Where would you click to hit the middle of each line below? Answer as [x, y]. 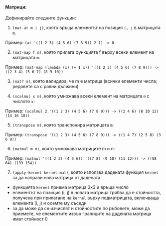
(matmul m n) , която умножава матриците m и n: [64, 149]
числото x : [23, 102]
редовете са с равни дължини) [45, 87]
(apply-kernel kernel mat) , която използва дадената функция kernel [85, 172]
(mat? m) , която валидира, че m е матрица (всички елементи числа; [85, 81]
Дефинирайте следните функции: [41, 18]
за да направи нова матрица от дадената [56, 178]
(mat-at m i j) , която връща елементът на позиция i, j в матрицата [86, 28]
